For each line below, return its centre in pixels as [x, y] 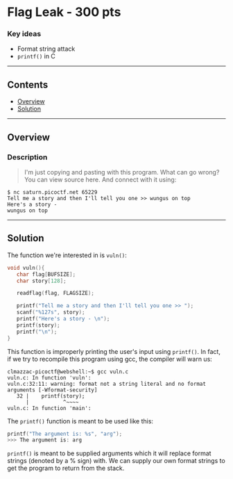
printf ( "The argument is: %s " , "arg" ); [65, 434]
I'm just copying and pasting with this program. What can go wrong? [122, 172]
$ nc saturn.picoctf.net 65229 [52, 192]
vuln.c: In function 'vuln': [49, 377]
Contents [28, 84]
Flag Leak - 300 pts [64, 12]
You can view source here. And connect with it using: [100, 179]
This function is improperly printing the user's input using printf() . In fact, [114, 351]
